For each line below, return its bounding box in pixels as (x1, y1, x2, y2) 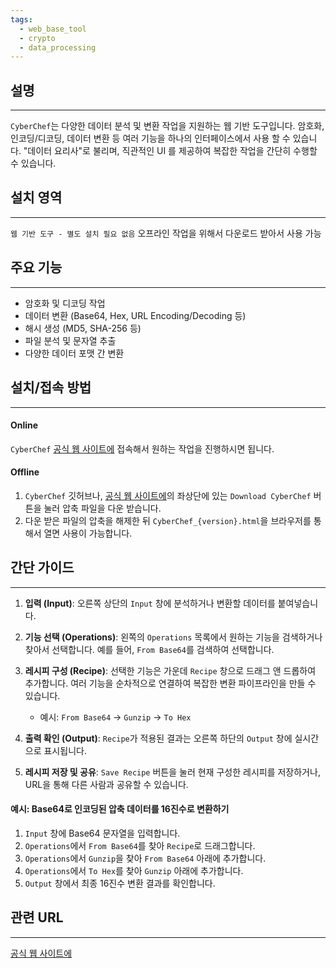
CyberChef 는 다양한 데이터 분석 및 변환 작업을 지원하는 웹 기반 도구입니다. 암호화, (10, 120, 325, 132)
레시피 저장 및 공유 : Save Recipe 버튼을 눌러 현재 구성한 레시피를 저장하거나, (24, 766, 321, 778)
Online (10, 419, 39, 431)
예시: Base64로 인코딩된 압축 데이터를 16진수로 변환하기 (10, 803, 230, 815)
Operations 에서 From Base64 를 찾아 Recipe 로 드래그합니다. (24, 839, 256, 851)
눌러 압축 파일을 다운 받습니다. (43, 502, 162, 514)
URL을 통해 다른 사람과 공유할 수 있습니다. (24, 778, 189, 790)
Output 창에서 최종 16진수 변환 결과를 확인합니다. (24, 877, 216, 889)
